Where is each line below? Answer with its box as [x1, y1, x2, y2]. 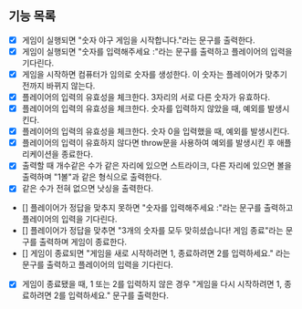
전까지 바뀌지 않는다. [21, 80, 96, 91]
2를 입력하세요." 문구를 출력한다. [53, 290, 170, 301]
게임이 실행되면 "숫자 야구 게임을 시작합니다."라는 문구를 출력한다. [21, 35, 255, 46]
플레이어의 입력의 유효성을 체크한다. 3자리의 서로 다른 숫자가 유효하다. [21, 92, 271, 102]
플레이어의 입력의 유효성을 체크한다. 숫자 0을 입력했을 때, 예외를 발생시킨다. [21, 126, 290, 137]
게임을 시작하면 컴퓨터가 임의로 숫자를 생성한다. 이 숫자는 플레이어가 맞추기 [21, 68, 288, 79]
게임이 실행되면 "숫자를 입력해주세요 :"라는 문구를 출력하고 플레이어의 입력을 [21, 46, 293, 57]
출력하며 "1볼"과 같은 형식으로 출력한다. [21, 171, 162, 182]
